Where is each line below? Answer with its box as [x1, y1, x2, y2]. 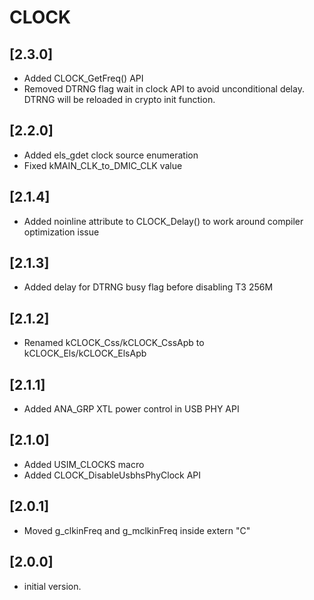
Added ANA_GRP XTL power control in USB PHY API [23, 403, 240, 415]
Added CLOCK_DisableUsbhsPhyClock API [23, 469, 202, 481]
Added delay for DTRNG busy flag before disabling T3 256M [23, 281, 274, 293]
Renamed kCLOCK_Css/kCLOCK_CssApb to [23, 337, 205, 349]
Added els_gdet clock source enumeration [23, 149, 199, 161]
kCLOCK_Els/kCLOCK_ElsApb [23, 347, 147, 360]
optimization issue [23, 226, 100, 238]
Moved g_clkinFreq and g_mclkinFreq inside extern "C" [23, 524, 251, 536]
